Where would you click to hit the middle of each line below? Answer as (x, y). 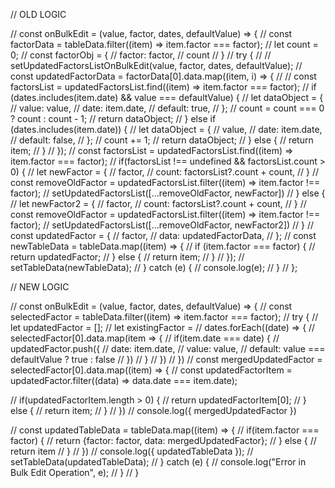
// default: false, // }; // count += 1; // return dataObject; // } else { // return (162, 140)
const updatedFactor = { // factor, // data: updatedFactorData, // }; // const (163, 235)
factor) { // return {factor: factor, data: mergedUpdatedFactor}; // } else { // (163, 440)
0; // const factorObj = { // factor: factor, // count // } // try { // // (141, 55)
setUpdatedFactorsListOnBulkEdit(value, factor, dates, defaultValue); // (156, 65)
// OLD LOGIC (38, 14)
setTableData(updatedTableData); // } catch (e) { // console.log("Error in (158, 462)
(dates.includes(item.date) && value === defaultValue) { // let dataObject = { (167, 97)
